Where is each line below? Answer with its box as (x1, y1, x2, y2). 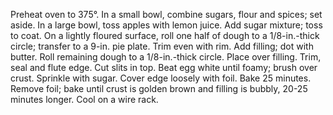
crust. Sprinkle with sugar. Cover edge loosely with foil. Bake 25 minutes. (10, 72, 312, 84)
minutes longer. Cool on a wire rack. (10, 94, 159, 105)
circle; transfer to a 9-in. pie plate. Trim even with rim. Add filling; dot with (10, 40, 314, 52)
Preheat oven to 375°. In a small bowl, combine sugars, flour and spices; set (10, 9, 323, 20)
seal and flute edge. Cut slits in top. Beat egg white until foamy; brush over (10, 62, 318, 73)
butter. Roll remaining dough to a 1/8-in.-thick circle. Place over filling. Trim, (10, 51, 322, 63)
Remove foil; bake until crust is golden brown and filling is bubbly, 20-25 (10, 83, 308, 94)
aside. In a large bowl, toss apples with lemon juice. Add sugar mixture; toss (10, 19, 323, 31)
